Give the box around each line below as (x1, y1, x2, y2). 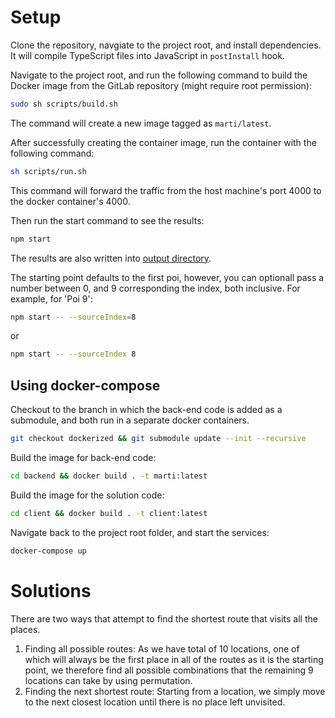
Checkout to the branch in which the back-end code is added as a (10, 404, 283, 416)
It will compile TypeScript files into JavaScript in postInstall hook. (10, 49, 285, 61)
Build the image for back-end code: (10, 452, 157, 463)
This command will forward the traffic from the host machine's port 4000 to (10, 184, 322, 196)
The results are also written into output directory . (10, 252, 212, 264)
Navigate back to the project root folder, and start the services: (10, 526, 270, 538)
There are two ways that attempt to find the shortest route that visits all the (10, 612, 318, 625)
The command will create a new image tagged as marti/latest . (10, 117, 272, 129)
